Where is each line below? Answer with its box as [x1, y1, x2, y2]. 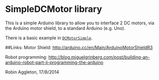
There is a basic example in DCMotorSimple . [5, 35, 93, 41]
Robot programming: [5, 54, 48, 60]
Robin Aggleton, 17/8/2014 [5, 69, 60, 75]
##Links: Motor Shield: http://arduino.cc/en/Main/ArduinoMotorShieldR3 [5, 44, 153, 50]
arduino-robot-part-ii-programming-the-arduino [5, 59, 103, 65]
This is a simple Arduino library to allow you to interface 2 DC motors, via [5, 20, 155, 26]
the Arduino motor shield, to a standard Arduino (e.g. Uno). [5, 25, 126, 31]
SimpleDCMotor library [5, 3, 102, 15]
